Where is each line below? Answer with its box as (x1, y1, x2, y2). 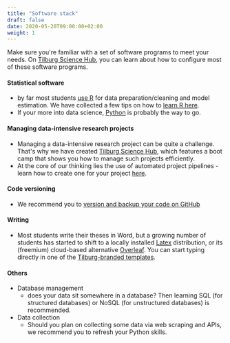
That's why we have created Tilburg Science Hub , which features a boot (17, 147, 222, 155)
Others (7, 269, 28, 277)
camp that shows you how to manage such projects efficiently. (17, 154, 195, 163)
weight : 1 (7, 29, 36, 37)
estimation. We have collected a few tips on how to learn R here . (17, 101, 200, 110)
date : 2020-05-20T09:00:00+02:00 (7, 23, 103, 30)
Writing (7, 216, 30, 224)
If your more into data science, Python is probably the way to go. (17, 108, 201, 117)
